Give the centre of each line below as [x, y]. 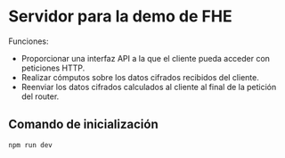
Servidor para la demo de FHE [120, 17]
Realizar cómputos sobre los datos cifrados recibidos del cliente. [140, 77]
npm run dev [30, 145]
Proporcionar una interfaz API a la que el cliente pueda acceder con [146, 58]
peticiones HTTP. [53, 68]
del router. [40, 96]
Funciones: [28, 41]
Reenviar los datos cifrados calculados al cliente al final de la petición [149, 87]
